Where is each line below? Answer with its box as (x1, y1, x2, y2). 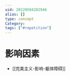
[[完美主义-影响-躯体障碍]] (12, 66, 66, 72)
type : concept (5, 16, 34, 21)
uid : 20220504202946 (5, 7, 47, 12)
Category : (5, 21, 25, 26)
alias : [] (5, 12, 25, 17)
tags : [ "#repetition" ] (5, 26, 51, 31)
